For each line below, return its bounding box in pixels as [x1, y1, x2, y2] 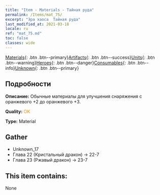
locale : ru [5, 26, 28, 31]
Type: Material [5, 118, 36, 124]
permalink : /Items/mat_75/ [5, 12, 62, 17]
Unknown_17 [12, 146, 39, 152]
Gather [5, 133, 28, 141]
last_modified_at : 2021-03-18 [5, 21, 70, 27]
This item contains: [5, 172, 68, 180]
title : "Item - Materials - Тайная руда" [5, 7, 94, 13]
